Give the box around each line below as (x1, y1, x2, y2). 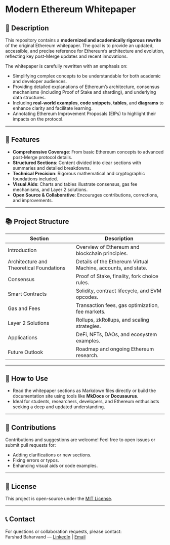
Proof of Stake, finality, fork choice (75, 272, 158, 280)
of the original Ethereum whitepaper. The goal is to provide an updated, (5, 43, 154, 49)
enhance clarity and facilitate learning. (12, 105, 93, 111)
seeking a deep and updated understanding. (12, 404, 105, 410)
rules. (75, 279, 90, 286)
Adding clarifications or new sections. (12, 452, 92, 458)
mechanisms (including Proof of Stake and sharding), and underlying (12, 89, 156, 95)
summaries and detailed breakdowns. (12, 165, 91, 171)
